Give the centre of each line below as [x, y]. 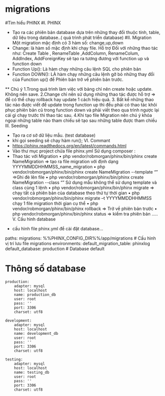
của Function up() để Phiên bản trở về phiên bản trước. [68, 79]
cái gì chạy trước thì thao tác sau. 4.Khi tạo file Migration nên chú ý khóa [79, 115]
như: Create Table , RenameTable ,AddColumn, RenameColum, [76, 53]
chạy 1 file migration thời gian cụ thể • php [55, 203]
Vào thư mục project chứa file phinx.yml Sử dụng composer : [74, 151]
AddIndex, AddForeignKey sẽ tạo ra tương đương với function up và [81, 58]
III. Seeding [16, 126]
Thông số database [46, 269]
